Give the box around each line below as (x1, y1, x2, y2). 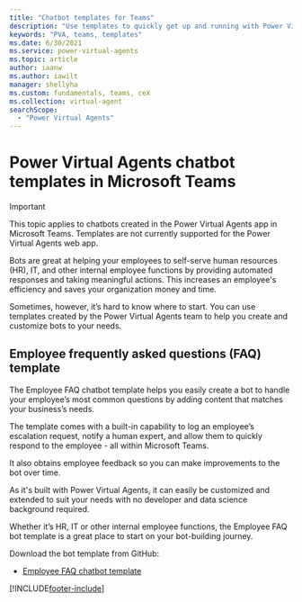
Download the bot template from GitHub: (9, 548, 160, 559)
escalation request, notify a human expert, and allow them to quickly (9, 430, 263, 441)
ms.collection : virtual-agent (9, 96, 123, 106)
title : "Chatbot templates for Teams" (9, 13, 155, 22)
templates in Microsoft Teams (9, 172, 236, 192)
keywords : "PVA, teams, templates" (9, 30, 143, 39)
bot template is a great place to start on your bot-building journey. (9, 530, 253, 541)
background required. (9, 503, 90, 514)
